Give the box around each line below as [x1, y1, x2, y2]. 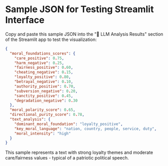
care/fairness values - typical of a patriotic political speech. [5, 155, 129, 161]
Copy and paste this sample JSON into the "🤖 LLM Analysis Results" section [5, 31, 163, 37]
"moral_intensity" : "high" [14, 131, 71, 136]
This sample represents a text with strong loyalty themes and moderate [5, 149, 153, 155]
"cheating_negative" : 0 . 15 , [14, 70, 73, 75]
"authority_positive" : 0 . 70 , [14, 84, 76, 89]
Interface [5, 14, 44, 26]
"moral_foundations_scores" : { [10, 51, 76, 56]
